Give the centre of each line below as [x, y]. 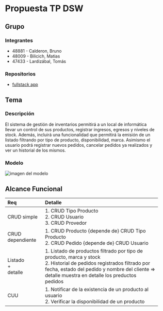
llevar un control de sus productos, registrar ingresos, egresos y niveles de [80, 129]
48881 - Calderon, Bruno [37, 51]
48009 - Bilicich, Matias [36, 56]
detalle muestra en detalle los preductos [91, 275]
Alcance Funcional [34, 189]
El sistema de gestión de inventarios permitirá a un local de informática [76, 124]
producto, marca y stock [73, 257]
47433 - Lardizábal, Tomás [39, 61]
